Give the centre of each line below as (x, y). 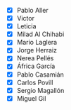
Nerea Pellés (35, 58)
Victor (25, 18)
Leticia (26, 26)
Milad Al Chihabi (40, 34)
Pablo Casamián (40, 75)
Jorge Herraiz (37, 50)
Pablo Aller (32, 10)
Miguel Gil (31, 98)
